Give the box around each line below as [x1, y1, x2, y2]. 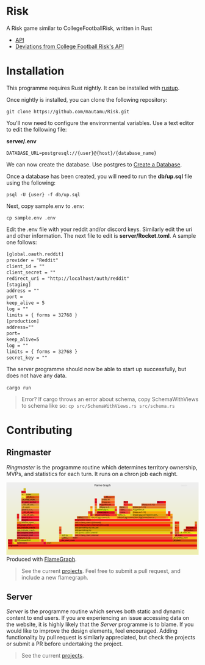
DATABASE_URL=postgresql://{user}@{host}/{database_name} [6, 150, 157, 156]
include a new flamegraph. [21, 574, 88, 581]
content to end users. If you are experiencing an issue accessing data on [6, 614, 190, 622]
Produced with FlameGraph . [6, 556, 77, 563]
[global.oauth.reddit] [6, 251, 64, 257]
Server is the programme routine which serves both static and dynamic [6, 608, 185, 615]
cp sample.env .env [6, 215, 56, 221]
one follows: [6, 238, 37, 246]
